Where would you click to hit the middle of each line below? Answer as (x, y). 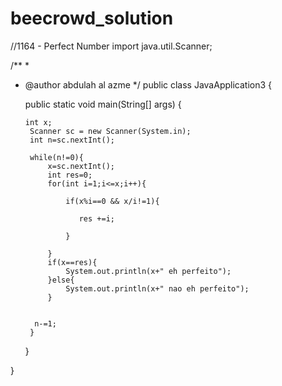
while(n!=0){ (56, 157)
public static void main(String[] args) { (103, 104)
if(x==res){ (72, 262)
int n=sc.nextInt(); (72, 140)
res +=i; (96, 218)
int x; (38, 122)
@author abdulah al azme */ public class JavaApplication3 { (148, 84)
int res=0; (70, 175)
